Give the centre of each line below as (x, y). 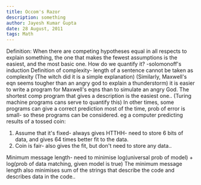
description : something (36, 17)
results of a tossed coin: (36, 121)
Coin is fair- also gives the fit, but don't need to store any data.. (93, 146)
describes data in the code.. (41, 177)
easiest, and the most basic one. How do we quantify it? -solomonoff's (94, 64)
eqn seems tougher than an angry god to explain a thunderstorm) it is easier (101, 83)
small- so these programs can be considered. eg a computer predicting (95, 115)
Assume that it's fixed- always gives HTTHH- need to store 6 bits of (99, 133)
